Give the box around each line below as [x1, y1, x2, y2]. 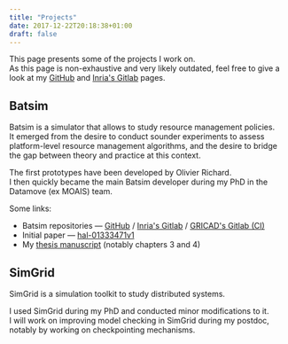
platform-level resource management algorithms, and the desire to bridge [9, 141, 277, 152]
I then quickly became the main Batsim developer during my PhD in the [9, 176, 269, 187]
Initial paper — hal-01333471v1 [21, 230, 135, 240]
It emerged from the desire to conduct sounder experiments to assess [9, 131, 265, 142]
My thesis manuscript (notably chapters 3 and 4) [21, 239, 201, 250]
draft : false [9, 29, 58, 38]
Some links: [9, 203, 51, 214]
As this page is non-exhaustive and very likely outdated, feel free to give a [9, 63, 281, 74]
